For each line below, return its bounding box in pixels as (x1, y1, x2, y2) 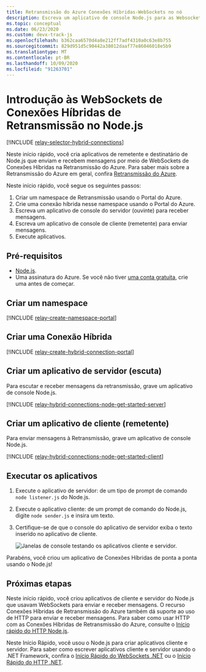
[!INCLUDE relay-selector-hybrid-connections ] (6, 139, 124, 146)
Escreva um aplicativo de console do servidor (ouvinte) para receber (15, 207, 189, 215)
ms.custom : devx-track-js (6, 32, 72, 38)
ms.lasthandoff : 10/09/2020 (6, 60, 78, 66)
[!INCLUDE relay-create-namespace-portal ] (6, 314, 117, 321)
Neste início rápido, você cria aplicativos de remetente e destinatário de (6, 151, 188, 158)
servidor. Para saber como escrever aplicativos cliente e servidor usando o (6, 646, 196, 653)
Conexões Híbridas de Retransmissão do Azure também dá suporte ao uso (6, 608, 195, 615)
